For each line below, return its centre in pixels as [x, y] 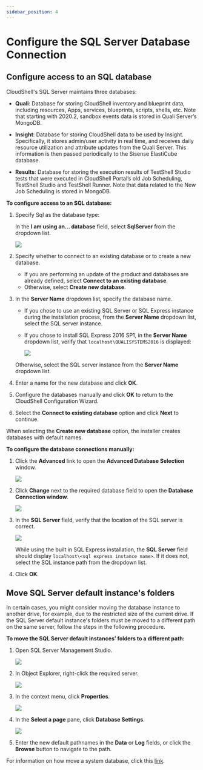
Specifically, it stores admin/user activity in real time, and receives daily [104, 141]
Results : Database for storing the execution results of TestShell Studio [103, 172]
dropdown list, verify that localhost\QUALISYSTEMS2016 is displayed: [108, 341]
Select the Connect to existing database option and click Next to [97, 413]
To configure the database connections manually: [70, 449]
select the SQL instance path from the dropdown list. [81, 562]
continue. [27, 419]
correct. [25, 526]
